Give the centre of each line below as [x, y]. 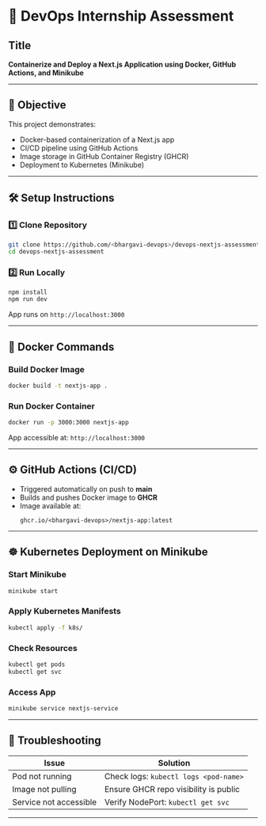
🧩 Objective [37, 105]
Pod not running [42, 776]
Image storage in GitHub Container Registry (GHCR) [104, 156]
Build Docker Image [47, 369]
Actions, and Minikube [46, 73]
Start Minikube [38, 575]
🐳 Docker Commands [61, 346]
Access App [32, 692]
